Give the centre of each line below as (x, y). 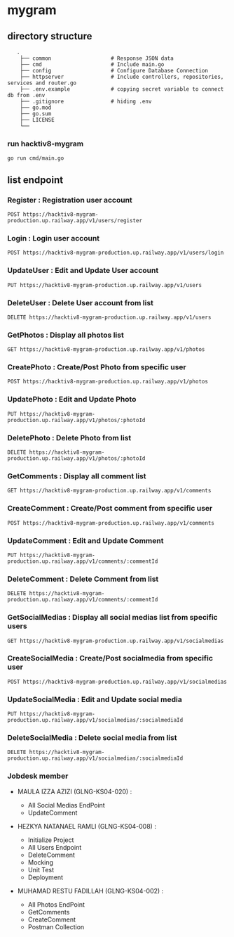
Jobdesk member (38, 776)
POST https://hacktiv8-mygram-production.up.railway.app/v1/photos (108, 382)
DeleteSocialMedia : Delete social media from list (92, 738)
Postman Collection (56, 926)
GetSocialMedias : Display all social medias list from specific (113, 618)
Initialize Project (51, 840)
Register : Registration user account (70, 200)
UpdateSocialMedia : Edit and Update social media (95, 699)
